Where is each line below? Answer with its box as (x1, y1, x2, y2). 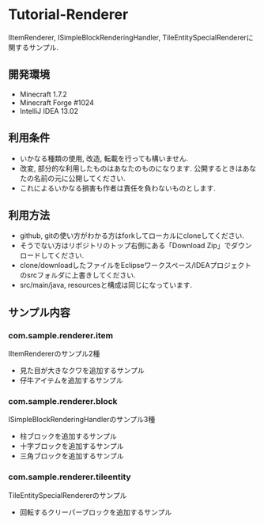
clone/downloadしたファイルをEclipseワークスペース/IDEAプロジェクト (19, 261, 252, 270)
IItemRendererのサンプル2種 (8, 349, 100, 359)
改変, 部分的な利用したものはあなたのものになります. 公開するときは (19, 164, 243, 173)
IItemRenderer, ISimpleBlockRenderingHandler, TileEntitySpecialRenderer (8, 32, 247, 42)
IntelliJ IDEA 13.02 (19, 106, 79, 115)
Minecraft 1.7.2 (19, 89, 67, 99)
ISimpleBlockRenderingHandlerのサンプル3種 (8, 415, 156, 424)
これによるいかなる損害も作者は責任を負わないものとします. (19, 183, 216, 193)
